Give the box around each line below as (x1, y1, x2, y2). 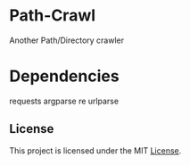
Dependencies (9, 66, 120, 87)
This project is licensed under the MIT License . (9, 144, 182, 156)
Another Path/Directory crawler (9, 35, 125, 45)
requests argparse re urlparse (9, 95, 119, 106)
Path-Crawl (9, 5, 96, 26)
